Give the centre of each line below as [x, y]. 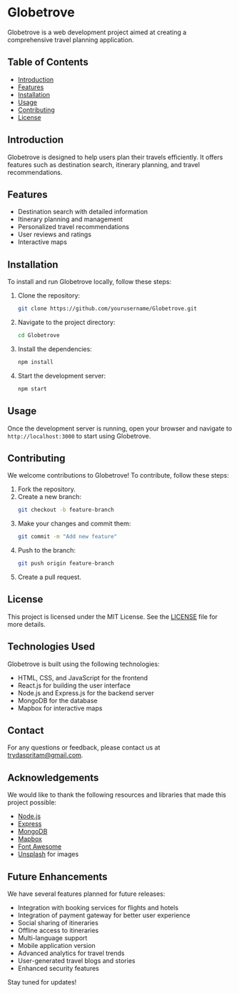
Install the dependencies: [55, 349]
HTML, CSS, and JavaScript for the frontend [83, 677]
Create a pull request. [50, 577]
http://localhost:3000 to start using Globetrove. [79, 435]
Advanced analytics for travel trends [71, 953]
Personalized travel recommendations [73, 227]
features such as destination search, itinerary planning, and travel [104, 164]
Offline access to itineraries [58, 930]
